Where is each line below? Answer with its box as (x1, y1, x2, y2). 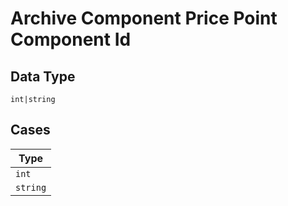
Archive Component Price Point (10, 7, 278, 30)
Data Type (10, 68, 76, 85)
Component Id (10, 28, 132, 51)
